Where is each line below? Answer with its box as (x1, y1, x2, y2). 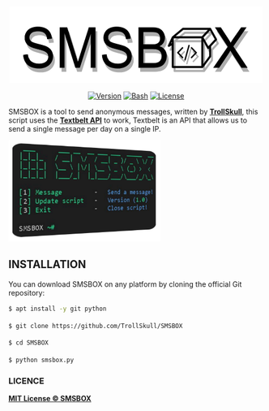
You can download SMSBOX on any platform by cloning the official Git (8, 279, 242, 289)
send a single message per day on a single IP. (8, 124, 161, 133)
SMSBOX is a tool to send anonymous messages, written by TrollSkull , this (8, 107, 258, 116)
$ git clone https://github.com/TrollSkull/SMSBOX (8, 322, 183, 330)
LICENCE (8, 375, 45, 387)
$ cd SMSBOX (8, 339, 49, 347)
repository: (8, 288, 45, 297)
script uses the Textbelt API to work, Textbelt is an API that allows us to (8, 115, 248, 125)
